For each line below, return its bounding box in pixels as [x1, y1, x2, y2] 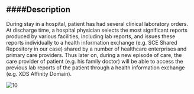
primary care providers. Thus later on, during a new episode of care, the [6, 51, 182, 58]
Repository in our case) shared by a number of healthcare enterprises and [6, 45, 187, 52]
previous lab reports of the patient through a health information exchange [6, 64, 185, 71]
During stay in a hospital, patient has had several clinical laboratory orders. [6, 20, 188, 27]
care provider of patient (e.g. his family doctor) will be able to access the [6, 58, 183, 65]
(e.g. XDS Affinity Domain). [6, 70, 72, 77]
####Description [6, 5, 71, 15]
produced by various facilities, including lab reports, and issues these [6, 32, 176, 40]
